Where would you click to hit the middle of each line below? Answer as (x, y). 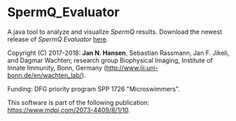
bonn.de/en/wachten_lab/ (45, 75)
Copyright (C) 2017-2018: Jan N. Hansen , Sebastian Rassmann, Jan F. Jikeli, (118, 53)
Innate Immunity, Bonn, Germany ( (57, 68)
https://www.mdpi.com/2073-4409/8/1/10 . (69, 110)
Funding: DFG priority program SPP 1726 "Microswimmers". (94, 89)
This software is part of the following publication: (79, 102)
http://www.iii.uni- (132, 68)
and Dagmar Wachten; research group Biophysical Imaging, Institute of (110, 60)
